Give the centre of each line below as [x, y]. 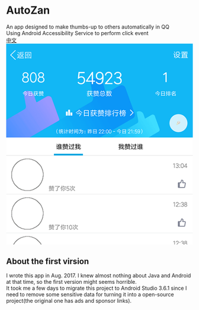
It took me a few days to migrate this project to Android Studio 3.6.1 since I [97, 288]
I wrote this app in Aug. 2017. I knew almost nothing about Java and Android [99, 276]
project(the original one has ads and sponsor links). [69, 301]
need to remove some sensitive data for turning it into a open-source [90, 295]
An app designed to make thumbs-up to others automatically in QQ [88, 27]
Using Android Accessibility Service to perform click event [77, 33]
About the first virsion [48, 261]
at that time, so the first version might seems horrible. [72, 282]
